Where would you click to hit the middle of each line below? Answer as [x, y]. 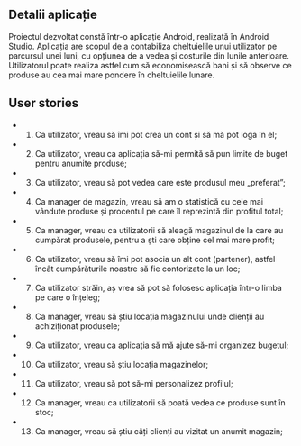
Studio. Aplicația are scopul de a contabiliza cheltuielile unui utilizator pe [143, 46]
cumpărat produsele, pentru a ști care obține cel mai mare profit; [155, 240]
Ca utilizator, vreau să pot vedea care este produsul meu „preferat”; [160, 182]
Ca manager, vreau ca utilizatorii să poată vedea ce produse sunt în [160, 402]
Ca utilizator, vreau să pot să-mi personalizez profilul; [134, 383]
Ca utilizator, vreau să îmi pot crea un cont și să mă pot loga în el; [156, 134]
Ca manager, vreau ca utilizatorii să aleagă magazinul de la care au [159, 230]
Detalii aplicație [53, 15]
